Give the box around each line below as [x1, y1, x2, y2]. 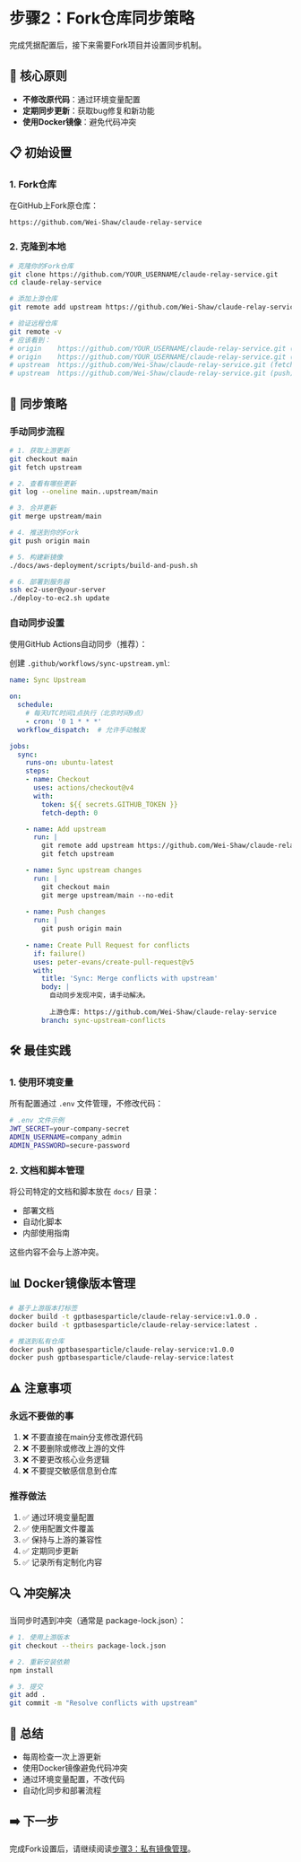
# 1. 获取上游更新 [9, 446, 70, 455]
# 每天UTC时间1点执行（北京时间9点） [25, 709, 148, 718]
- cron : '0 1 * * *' [25, 717, 102, 726]
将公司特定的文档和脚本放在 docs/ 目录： [9, 1186, 159, 1197]
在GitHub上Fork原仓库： [9, 200, 99, 211]
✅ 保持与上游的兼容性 [21, 1534, 103, 1545]
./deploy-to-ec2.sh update [9, 594, 110, 603]
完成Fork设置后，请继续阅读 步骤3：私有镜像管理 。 [9, 1843, 195, 1854]
